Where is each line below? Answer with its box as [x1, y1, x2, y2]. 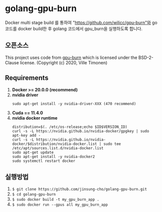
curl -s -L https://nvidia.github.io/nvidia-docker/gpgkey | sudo [12, 128, 149, 134]
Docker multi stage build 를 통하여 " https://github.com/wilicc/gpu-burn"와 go [5, 19, 158, 25]
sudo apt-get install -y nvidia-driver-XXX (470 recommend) [12, 101, 136, 106]
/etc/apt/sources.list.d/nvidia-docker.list [12, 145, 104, 151]
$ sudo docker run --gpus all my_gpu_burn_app [12, 202, 108, 207]
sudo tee [103, 141, 121, 146]
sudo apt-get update [12, 150, 54, 155]
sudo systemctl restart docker [12, 159, 76, 163]
